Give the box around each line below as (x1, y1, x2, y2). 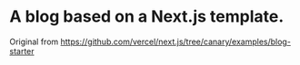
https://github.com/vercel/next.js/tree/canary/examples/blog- (60, 36, 291, 47)
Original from (9, 36, 59, 47)
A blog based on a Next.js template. (9, 6, 285, 27)
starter (9, 45, 35, 56)
